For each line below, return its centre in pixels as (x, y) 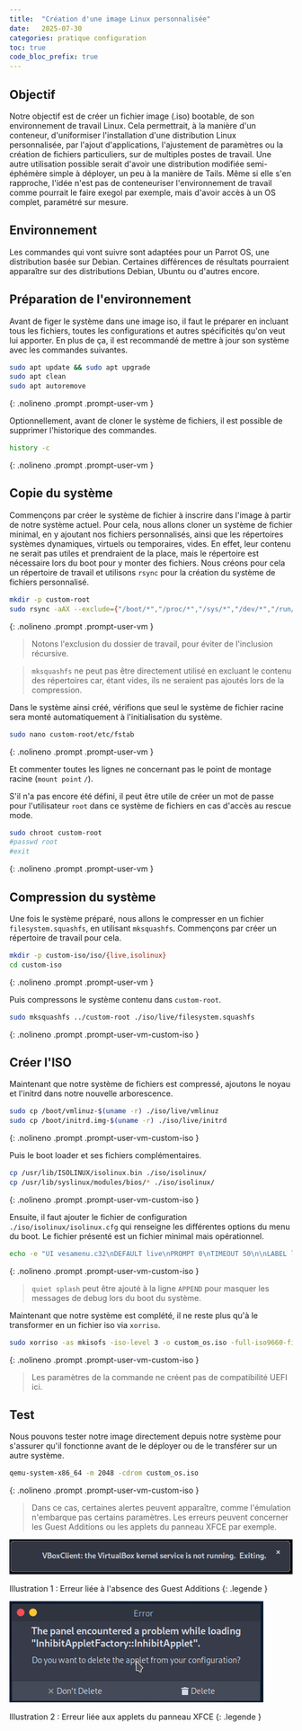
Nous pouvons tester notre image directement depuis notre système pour (145, 1437)
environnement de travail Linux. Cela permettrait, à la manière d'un (133, 125)
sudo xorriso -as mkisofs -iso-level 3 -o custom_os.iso (118, 1343)
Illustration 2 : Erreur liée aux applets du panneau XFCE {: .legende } (136, 1717)
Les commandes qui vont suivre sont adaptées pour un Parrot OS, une (139, 252)
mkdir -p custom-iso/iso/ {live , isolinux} (88, 955)
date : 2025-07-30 (46, 28)
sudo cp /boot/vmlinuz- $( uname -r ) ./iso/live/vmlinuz (114, 1111)
